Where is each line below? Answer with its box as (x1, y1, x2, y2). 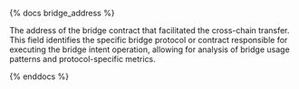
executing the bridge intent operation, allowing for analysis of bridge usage (9, 44, 290, 55)
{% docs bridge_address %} (9, 8, 115, 18)
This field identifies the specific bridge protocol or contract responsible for (9, 35, 288, 45)
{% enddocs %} (9, 71, 70, 82)
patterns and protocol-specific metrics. (9, 54, 156, 64)
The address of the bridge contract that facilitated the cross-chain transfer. (9, 25, 290, 35)
